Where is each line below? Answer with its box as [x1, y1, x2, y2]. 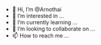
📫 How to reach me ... [12, 32, 69, 39]
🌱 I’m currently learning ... [12, 19, 78, 26]
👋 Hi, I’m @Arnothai [12, 6, 62, 13]
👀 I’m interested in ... [12, 12, 64, 19]
